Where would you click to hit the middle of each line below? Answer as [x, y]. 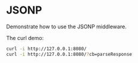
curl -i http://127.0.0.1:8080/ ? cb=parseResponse [69, 54]
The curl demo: [25, 38]
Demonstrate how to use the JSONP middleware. [66, 26]
